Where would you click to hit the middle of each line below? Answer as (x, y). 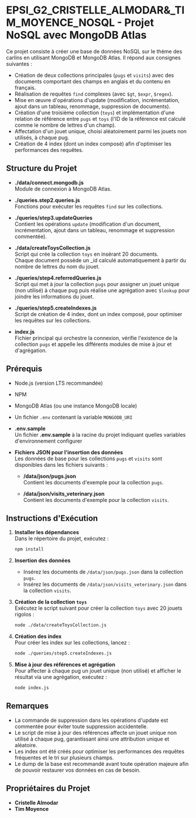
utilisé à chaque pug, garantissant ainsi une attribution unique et (92, 739)
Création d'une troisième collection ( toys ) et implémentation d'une (94, 113)
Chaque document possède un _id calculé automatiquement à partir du (100, 260)
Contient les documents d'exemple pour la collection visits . (96, 500)
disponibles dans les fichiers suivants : (61, 464)
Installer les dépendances (47, 532)
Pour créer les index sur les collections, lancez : (72, 643)
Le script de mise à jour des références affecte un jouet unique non (96, 732)
